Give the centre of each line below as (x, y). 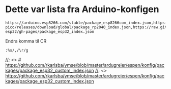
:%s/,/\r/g (17, 50)
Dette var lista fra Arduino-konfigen (82, 9)
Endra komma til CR (26, 41)
